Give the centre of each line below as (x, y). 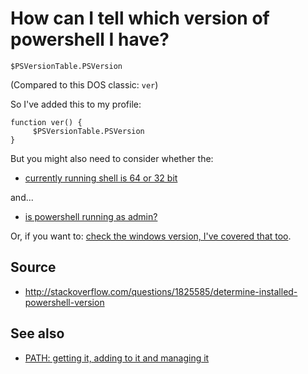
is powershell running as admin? (91, 216)
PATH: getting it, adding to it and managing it (117, 358)
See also (37, 333)
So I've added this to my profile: (76, 104)
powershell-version (64, 302)
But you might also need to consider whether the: (112, 158)
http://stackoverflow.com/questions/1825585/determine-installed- (161, 291)
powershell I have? (90, 39)
